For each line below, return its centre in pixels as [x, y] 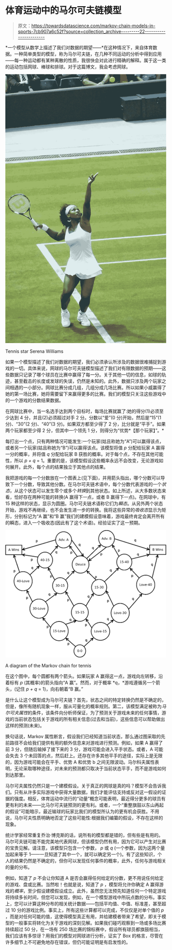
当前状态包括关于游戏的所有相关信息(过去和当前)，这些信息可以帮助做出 [90, 719]
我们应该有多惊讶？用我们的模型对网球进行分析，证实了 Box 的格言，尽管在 [84, 936]
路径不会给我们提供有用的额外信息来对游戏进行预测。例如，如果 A [79, 743]
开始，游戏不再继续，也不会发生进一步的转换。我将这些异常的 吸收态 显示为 [83, 510]
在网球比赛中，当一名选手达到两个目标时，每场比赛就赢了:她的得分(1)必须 [82, 411]
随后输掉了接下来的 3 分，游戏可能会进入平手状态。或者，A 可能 [96, 750]
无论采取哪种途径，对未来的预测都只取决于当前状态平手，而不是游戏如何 [90, 769]
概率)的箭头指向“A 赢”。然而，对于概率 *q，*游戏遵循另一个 [93, 683]
